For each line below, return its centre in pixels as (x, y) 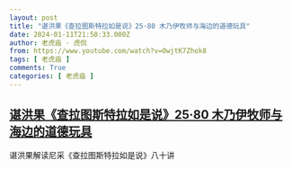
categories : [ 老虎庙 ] (52, 76)
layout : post (34, 18)
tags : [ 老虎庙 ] (40, 59)
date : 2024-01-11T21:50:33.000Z (70, 34)
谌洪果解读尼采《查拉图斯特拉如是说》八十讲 (92, 155)
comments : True (38, 68)
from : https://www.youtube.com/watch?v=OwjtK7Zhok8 (108, 51)
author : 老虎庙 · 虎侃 (49, 43)
